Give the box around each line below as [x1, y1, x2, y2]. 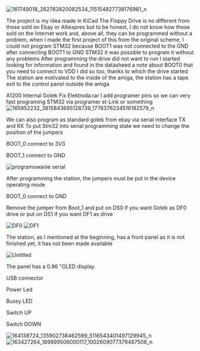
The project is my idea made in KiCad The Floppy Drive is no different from [6, 17, 190, 24]
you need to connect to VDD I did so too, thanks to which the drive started [6, 68, 189, 74]
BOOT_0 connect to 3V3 [6, 140, 65, 147]
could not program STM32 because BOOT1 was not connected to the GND [6, 42, 189, 49]
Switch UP [6, 309, 32, 316]
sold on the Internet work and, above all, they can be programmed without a [6, 30, 192, 37]
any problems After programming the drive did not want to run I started [6, 55, 180, 62]
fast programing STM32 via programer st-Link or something [6, 98, 153, 105]
